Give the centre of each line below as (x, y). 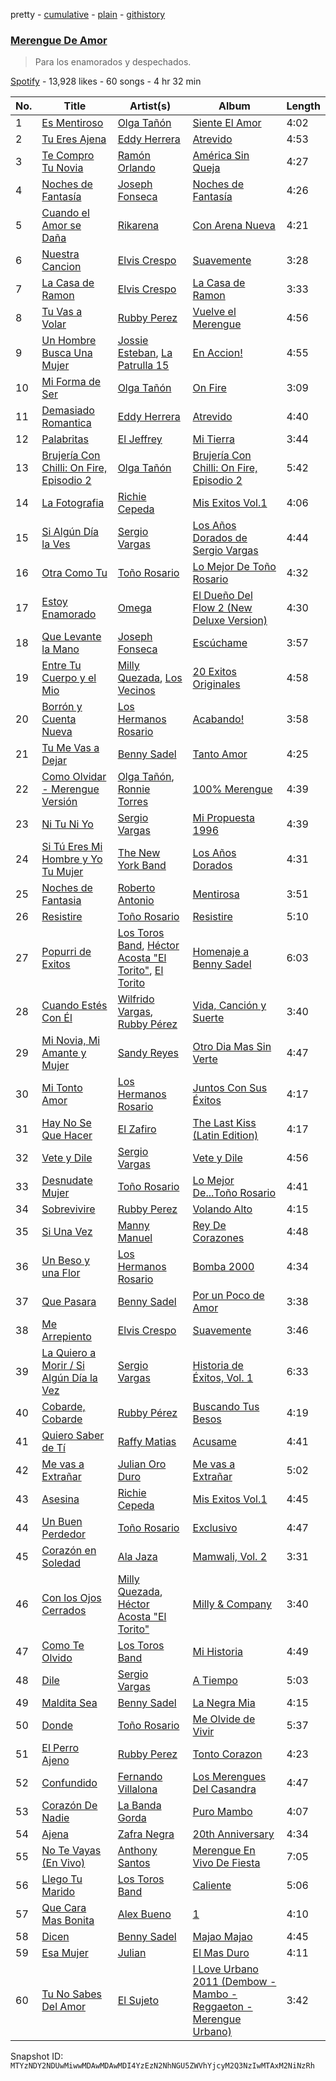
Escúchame (220, 643)
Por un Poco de (228, 1296)
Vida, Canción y (229, 1006)
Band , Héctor (148, 946)
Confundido (69, 1783)
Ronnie (134, 789)
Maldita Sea (69, 1703)
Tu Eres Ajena (74, 139)
